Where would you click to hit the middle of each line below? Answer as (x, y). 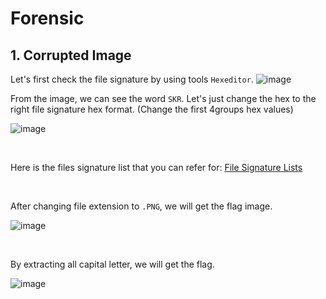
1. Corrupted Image (71, 55)
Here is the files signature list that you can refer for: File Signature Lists (156, 167)
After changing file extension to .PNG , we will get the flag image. (141, 206)
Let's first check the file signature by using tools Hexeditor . (132, 79)
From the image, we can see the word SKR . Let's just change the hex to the (163, 98)
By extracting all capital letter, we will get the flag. (112, 264)
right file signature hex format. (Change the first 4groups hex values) (152, 109)
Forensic (47, 18)
